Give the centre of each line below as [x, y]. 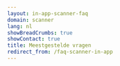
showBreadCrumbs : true [40, 33]
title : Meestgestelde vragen [49, 45]
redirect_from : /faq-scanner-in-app [60, 52]
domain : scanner [31, 20]
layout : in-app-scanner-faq [48, 13]
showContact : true [34, 39]
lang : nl [20, 26]
